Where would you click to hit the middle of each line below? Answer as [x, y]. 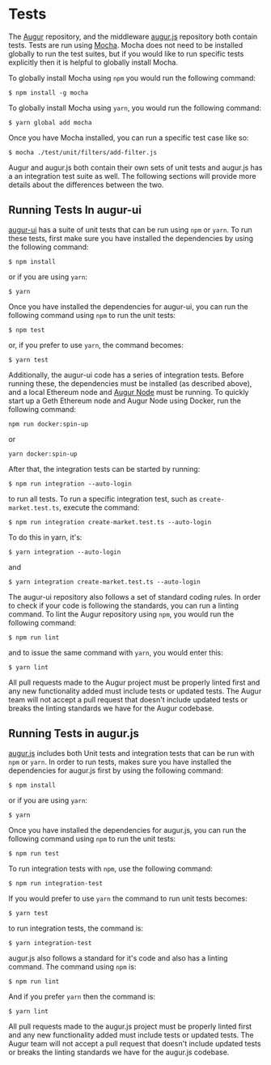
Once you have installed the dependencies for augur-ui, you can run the [128, 306]
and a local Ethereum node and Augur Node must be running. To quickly [129, 392]
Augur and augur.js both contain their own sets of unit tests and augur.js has [135, 168]
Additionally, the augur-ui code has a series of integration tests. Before [126, 375]
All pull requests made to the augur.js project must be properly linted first [130, 1026]
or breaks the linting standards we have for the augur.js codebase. [119, 1052]
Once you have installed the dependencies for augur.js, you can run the [127, 830]
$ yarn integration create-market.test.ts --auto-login [104, 582]
